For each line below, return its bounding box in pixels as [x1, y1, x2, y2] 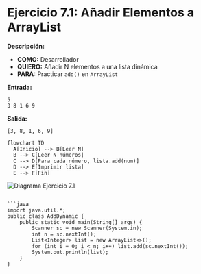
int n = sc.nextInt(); [32, 231, 97, 238]
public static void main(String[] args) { [19, 219, 143, 225]
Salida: [7, 114, 27, 123]
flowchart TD [7, 139, 45, 147]
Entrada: [7, 83, 32, 91]
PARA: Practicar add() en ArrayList [16, 70, 119, 78]
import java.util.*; [7, 207, 67, 214]
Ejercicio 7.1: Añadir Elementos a [7, 5, 195, 21]
